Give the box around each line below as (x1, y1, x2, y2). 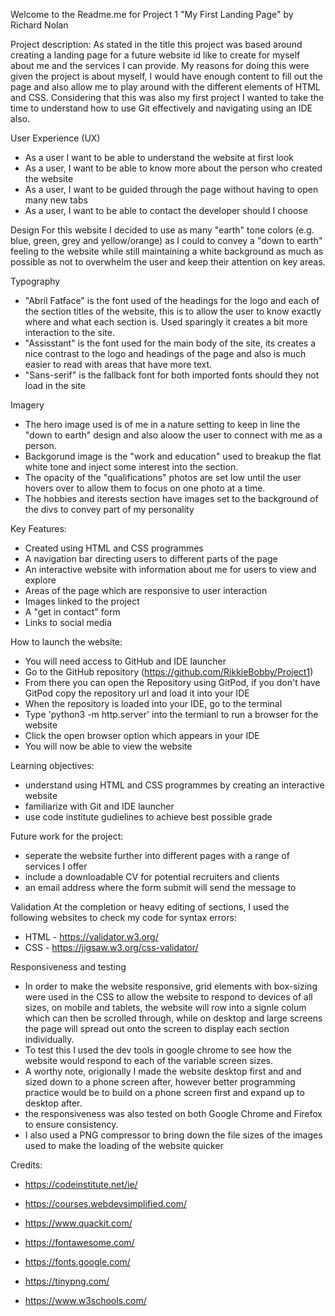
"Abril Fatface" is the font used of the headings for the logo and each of (24, 295, 320, 306)
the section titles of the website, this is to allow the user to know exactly (24, 305, 322, 317)
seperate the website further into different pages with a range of (24, 850, 290, 861)
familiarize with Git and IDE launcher (24, 800, 175, 812)
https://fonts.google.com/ (24, 1256, 131, 1268)
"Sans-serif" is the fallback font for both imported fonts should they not (24, 369, 320, 381)
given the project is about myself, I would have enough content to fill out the (10, 70, 323, 82)
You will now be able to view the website (24, 740, 193, 752)
